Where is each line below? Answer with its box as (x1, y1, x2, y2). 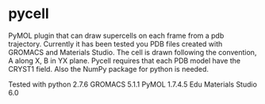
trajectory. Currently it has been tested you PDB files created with (8, 39, 223, 48)
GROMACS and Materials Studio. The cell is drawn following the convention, (8, 47, 257, 57)
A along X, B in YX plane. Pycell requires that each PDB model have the (8, 56, 240, 65)
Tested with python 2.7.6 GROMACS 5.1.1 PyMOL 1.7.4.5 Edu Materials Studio (8, 80, 258, 89)
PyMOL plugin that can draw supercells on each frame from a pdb (8, 31, 225, 40)
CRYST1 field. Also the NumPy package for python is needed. (8, 64, 209, 73)
